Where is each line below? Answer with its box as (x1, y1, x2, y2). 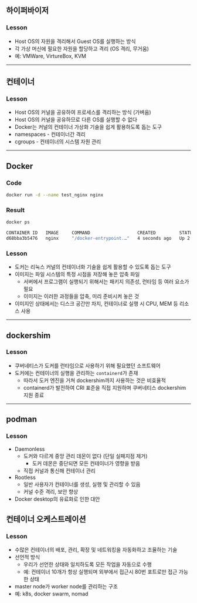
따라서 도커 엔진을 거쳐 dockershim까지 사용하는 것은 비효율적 (23, 377, 166, 384)
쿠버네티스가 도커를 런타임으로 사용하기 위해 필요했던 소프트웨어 (14, 362, 161, 369)
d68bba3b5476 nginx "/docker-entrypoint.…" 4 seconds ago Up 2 (6, 235, 191, 241)
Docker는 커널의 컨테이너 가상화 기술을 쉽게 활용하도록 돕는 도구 (14, 123, 162, 130)
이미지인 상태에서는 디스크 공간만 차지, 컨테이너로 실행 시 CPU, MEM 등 (14, 300, 178, 307)
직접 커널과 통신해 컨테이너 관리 (23, 467, 96, 474)
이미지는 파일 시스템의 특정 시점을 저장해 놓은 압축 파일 (14, 271, 140, 278)
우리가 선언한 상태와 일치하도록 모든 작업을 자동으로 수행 (23, 561, 152, 568)
